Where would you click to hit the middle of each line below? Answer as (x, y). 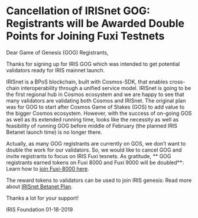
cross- (177, 82)
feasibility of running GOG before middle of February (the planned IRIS (92, 126)
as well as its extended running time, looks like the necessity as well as (92, 119)
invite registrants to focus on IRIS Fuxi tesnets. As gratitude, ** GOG (89, 156)
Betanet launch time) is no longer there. (54, 132)
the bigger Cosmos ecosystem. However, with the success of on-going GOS (99, 113)
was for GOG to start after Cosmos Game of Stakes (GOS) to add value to (95, 107)
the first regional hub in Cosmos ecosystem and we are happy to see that (95, 94)
